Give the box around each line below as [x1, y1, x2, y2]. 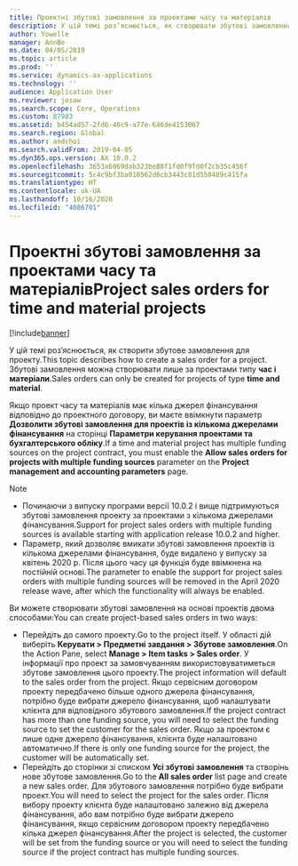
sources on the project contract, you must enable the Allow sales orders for [9, 446, 288, 458]
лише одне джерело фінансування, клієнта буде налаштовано [21, 733, 258, 743]
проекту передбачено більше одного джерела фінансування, [21, 686, 255, 696]
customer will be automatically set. [21, 752, 150, 763]
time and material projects [9, 298, 207, 318]
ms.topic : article [9, 54, 77, 63]
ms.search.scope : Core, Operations [9, 104, 141, 113]
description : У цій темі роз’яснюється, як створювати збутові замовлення [9, 21, 292, 30]
